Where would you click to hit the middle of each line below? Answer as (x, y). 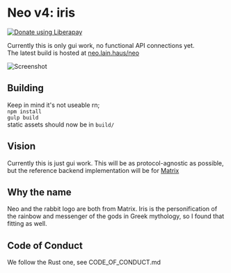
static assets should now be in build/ (61, 124)
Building (25, 88)
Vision (22, 146)
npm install (24, 111)
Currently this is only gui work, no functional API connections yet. (101, 45)
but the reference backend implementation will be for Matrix (93, 170)
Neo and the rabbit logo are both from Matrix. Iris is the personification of (112, 209)
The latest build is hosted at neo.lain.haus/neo (73, 53)
